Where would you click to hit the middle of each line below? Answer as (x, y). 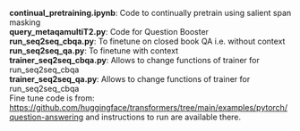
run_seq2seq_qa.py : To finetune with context (94, 51)
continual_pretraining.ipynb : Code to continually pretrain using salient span (150, 13)
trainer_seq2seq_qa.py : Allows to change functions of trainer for (130, 79)
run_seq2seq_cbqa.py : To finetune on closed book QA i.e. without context (147, 41)
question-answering (47, 117)
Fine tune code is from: (52, 98)
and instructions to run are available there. (163, 117)
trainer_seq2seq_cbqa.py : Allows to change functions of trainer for (134, 60)
